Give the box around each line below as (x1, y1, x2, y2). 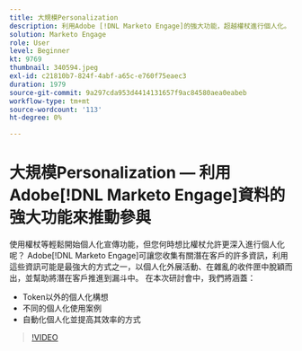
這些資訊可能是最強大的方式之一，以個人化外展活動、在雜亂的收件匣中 (9, 261, 270, 272)
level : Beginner (9, 47, 70, 56)
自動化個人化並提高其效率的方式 (22, 314, 141, 325)
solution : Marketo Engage (9, 30, 106, 39)
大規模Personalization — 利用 (9, 162, 231, 183)
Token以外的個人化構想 (22, 292, 109, 303)
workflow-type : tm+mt (9, 96, 91, 106)
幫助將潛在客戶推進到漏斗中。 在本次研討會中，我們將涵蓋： (32, 273, 256, 284)
